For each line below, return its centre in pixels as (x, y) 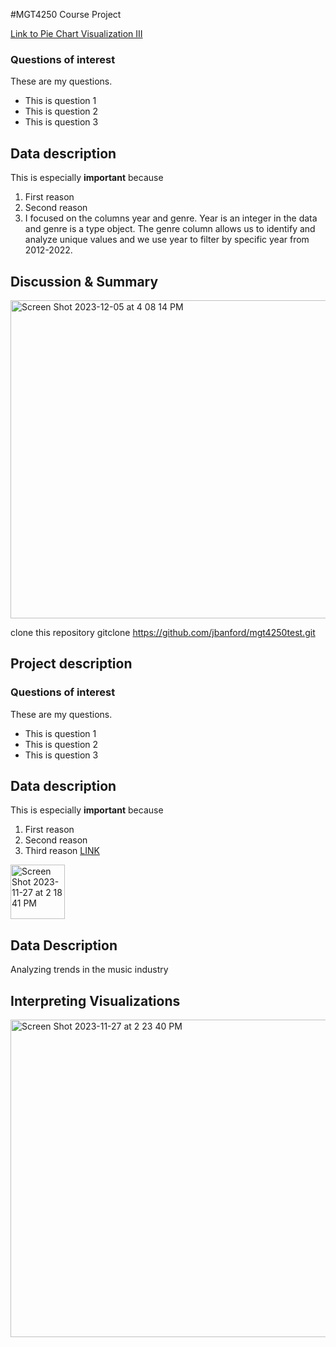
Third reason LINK (62, 851)
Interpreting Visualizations (95, 1000)
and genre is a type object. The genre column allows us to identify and (170, 229)
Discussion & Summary (84, 281)
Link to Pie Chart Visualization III (76, 33)
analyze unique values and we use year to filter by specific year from (167, 240)
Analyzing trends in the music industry (89, 970)
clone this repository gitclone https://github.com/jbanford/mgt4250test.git (163, 632)
